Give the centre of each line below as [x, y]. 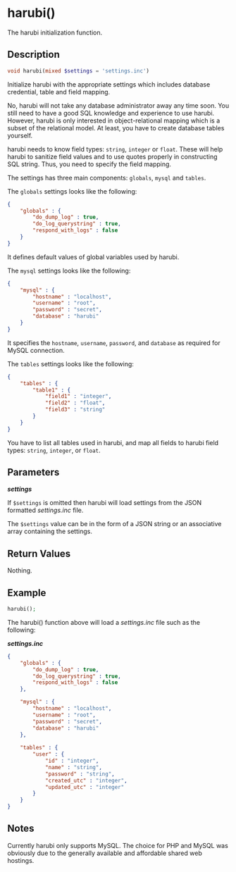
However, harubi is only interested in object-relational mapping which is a [114, 120]
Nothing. [20, 571]
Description [33, 55]
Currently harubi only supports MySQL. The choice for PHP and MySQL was [118, 845]
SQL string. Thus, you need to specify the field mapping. [89, 164]
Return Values [39, 553]
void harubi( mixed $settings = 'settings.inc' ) [79, 71]
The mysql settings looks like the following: [69, 270]
